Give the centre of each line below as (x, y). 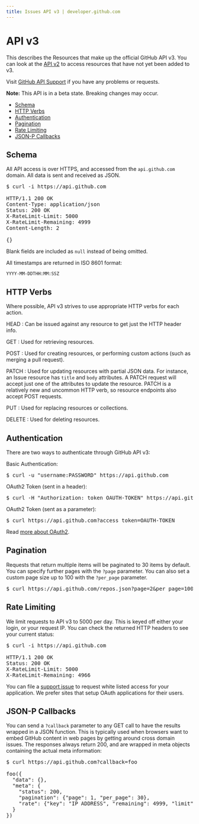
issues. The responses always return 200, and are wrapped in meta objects (98, 744)
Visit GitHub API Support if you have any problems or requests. (83, 81)
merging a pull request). (35, 360)
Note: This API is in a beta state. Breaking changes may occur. (82, 93)
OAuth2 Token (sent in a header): (47, 487)
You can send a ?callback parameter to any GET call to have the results (93, 725)
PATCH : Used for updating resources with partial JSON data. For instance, (97, 371)
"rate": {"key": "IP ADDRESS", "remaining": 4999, (94, 804)
